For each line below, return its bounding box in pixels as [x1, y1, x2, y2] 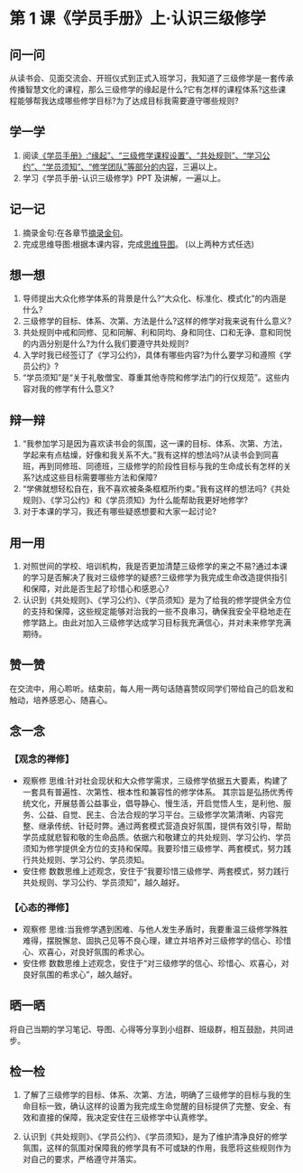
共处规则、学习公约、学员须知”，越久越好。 [22, 877, 185, 887]
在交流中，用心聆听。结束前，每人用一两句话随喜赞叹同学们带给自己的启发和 [9, 683, 294, 694]
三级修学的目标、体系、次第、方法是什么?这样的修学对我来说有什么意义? [22, 315, 292, 326]
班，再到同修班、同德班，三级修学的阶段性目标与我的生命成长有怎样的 [22, 461, 284, 472]
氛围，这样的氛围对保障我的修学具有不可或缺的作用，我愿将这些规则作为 [22, 1142, 291, 1153]
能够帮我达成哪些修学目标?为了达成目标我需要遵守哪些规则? [16, 96, 239, 106]
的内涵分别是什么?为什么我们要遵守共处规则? [22, 338, 189, 349]
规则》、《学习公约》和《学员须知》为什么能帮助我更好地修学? [22, 494, 248, 506]
